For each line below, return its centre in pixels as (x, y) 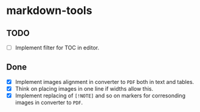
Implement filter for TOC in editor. (57, 47)
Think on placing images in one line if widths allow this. (84, 88)
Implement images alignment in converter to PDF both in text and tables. (105, 82)
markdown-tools (49, 11)
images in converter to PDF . (49, 103)
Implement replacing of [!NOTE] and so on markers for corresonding (100, 96)
